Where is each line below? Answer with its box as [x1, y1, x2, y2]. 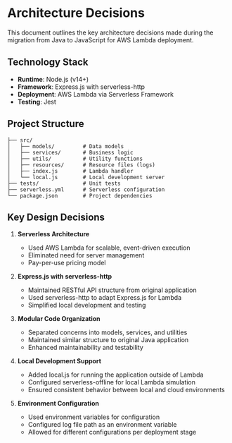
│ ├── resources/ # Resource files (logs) [7, 161, 156, 169]
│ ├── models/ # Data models [7, 142, 124, 150]
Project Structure [7, 118, 84, 130]
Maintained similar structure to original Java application [27, 336, 189, 344]
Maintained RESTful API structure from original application [27, 286, 197, 294]
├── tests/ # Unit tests [7, 180, 121, 187]
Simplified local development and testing [27, 301, 146, 310]
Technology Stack [7, 56, 89, 68]
